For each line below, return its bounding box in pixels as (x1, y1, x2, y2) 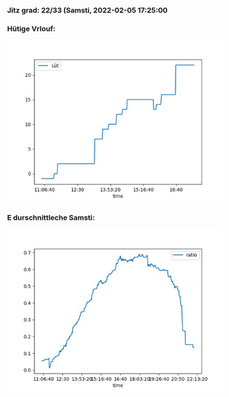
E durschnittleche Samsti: (7, 213, 95, 223)
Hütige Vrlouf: (7, 23, 56, 33)
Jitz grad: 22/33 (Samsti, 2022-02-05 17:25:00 (7, 5, 168, 15)
